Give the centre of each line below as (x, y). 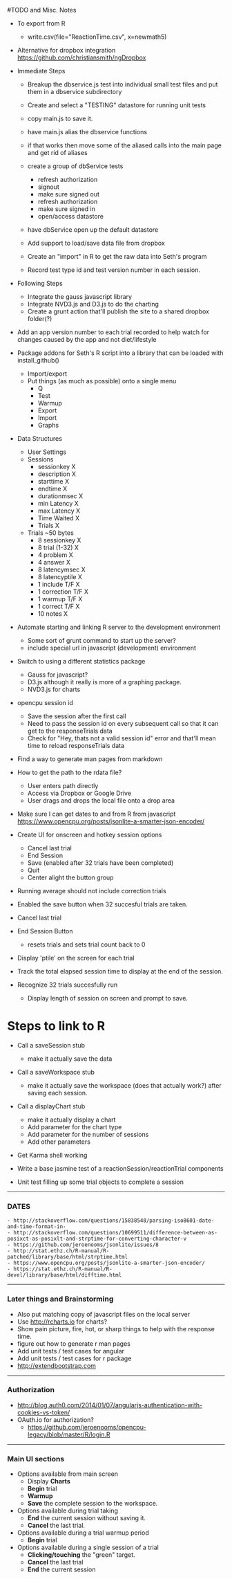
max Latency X (59, 511)
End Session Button (45, 931)
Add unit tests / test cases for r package (74, 1358)
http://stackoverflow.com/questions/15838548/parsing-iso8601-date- (114, 1221)
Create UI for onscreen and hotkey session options (89, 834)
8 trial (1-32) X (58, 547)
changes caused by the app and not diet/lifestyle (87, 339)
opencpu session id (45, 703)
